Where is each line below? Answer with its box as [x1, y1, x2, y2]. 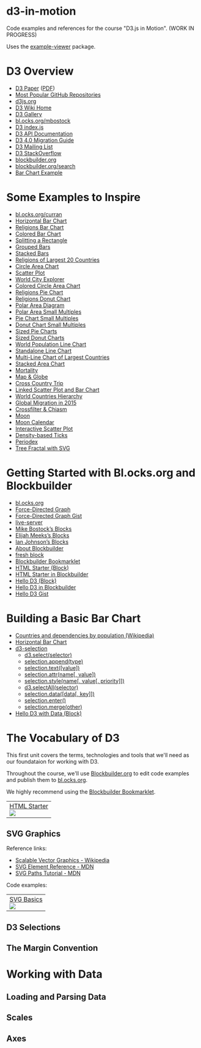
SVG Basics [9, 895, 43, 904]
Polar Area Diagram [15, 301, 65, 309]
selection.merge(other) [24, 703, 82, 710]
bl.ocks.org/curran [15, 210, 62, 218]
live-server [15, 518, 43, 526]
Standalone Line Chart [15, 347, 72, 354]
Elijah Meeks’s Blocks [15, 531, 70, 539]
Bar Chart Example [15, 169, 63, 176]
